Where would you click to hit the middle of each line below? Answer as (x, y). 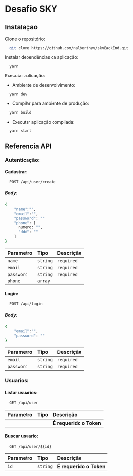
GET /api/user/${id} (30, 446)
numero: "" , (30, 227)
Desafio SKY (31, 9)
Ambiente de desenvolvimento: (43, 85)
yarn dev (18, 94)
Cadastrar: (16, 172)
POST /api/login (26, 304)
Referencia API (28, 146)
